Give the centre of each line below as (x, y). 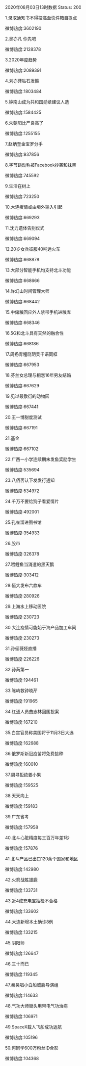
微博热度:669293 (22, 217)
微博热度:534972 (22, 491)
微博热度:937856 (22, 154)
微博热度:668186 (22, 344)
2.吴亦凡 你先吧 (21, 39)
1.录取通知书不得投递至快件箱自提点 (41, 18)
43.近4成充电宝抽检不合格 (31, 901)
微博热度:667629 (22, 386)
